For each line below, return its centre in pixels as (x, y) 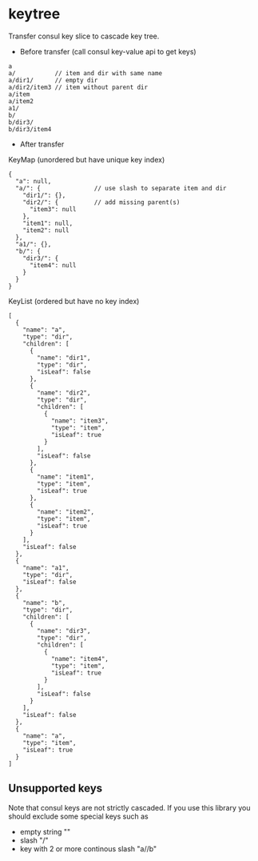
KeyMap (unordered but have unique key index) (87, 159)
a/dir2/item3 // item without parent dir (78, 87)
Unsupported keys (56, 789)
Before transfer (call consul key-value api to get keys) (108, 51)
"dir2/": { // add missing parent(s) (101, 202)
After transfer (42, 144)
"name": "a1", (46, 568)
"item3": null (53, 209)
